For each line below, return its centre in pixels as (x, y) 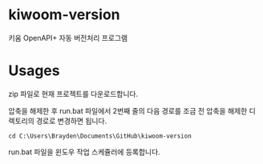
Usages (34, 71)
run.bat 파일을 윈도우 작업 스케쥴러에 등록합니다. (84, 152)
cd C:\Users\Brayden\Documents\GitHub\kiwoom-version (100, 136)
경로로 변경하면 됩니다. (71, 121)
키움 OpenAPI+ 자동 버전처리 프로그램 (68, 38)
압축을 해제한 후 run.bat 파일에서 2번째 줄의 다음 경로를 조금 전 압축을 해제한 (128, 110)
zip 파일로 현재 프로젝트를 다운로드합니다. (73, 94)
